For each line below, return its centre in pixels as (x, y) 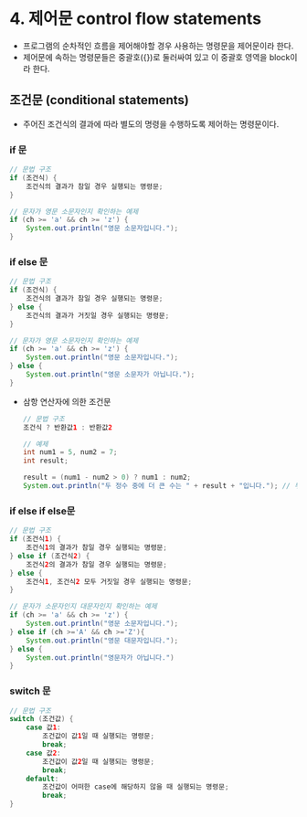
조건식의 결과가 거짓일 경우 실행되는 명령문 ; (98, 315)
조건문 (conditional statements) (99, 100)
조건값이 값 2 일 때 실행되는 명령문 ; (99, 761)
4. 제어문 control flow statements (136, 19)
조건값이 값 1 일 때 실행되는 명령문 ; (99, 737)
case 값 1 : (43, 727)
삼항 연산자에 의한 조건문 (67, 401)
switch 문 (31, 691)
